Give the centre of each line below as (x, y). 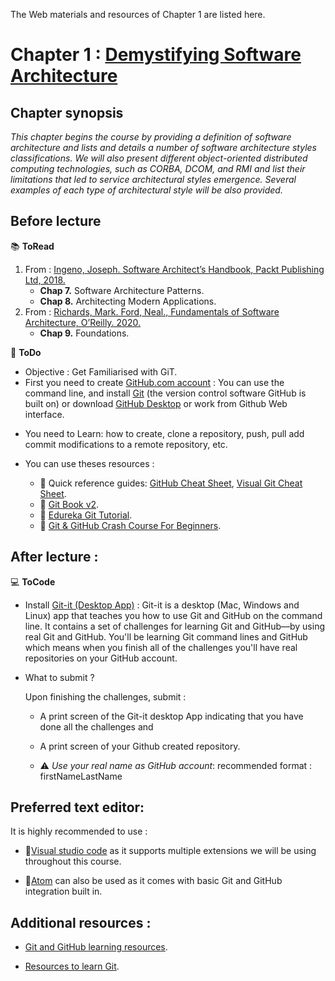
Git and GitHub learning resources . (96, 947)
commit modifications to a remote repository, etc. (126, 444)
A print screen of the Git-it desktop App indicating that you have (171, 716)
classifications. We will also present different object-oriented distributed (159, 158)
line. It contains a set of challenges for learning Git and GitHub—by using (174, 626)
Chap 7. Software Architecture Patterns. (122, 290)
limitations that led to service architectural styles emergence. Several (153, 179)
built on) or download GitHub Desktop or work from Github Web (156, 403)
